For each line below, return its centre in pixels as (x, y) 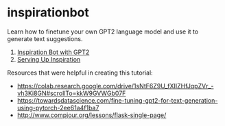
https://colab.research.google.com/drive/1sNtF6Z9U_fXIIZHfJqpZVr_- (115, 86)
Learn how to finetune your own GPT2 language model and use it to (103, 32)
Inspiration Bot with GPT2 (53, 52)
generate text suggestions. (45, 38)
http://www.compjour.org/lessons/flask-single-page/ (92, 115)
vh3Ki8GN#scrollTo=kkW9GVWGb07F (71, 93)
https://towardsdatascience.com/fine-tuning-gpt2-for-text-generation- (117, 100)
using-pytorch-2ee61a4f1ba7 (58, 108)
